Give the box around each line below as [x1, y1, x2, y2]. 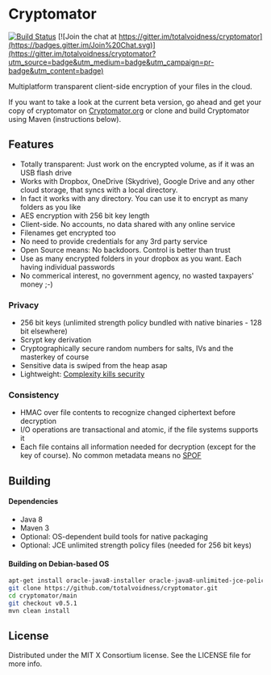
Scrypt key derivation [19, 335, 92, 345]
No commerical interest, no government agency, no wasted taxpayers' [19, 270, 254, 280]
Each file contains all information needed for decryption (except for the [19, 442, 256, 452]
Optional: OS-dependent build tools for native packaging [19, 531, 208, 541]
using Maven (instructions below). [8, 114, 122, 124]
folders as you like [19, 202, 81, 212]
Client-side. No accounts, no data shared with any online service [19, 219, 236, 228]
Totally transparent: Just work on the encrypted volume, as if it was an [19, 159, 255, 169]
